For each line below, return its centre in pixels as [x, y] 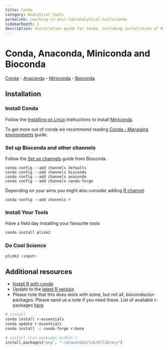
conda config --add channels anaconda [46, 177]
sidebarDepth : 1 [22, 24]
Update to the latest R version [43, 289]
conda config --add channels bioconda [46, 172]
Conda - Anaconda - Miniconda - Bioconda [50, 78]
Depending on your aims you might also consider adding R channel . [75, 191]
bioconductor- [141, 295]
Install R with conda [33, 284]
